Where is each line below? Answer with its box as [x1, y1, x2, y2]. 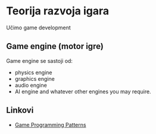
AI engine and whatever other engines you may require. [14, 88, 151, 95]
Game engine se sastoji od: [6, 57, 73, 64]
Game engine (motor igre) [6, 41, 104, 51]
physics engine [14, 69, 52, 76]
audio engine [14, 81, 48, 89]
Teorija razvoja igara [6, 4, 109, 18]
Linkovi [6, 105, 34, 115]
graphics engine [14, 75, 55, 82]
